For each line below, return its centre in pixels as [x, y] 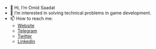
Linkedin [26, 41]
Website [26, 25]
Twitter [25, 36]
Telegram [27, 31]
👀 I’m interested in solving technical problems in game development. [81, 13]
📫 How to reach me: [31, 18]
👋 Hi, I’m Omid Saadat [32, 8]
